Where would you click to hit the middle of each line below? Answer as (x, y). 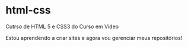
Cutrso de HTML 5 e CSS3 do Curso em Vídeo (62, 26)
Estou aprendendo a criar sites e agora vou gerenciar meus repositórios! (94, 38)
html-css (28, 10)
